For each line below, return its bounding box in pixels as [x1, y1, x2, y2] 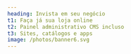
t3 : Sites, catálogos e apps [7, 29, 93, 37]
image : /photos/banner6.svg [7, 36, 90, 43]
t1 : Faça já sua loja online [7, 17, 93, 24]
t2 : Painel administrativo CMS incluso [7, 23, 125, 30]
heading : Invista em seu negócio [7, 10, 106, 18]
